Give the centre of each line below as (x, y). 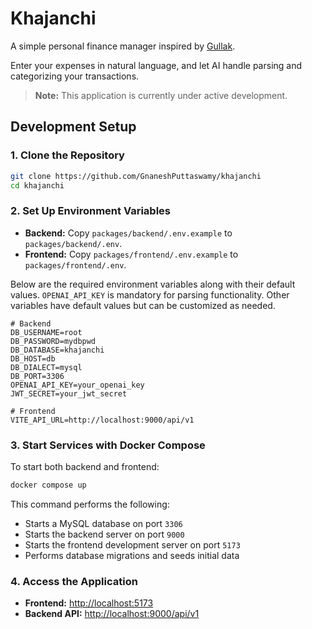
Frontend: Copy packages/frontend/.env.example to (131, 254)
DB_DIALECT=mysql (46, 367)
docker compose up (48, 485)
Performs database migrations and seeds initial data (132, 555)
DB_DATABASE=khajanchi (57, 350)
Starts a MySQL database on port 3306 (103, 523)
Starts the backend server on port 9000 (104, 534)
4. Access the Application (74, 581)
